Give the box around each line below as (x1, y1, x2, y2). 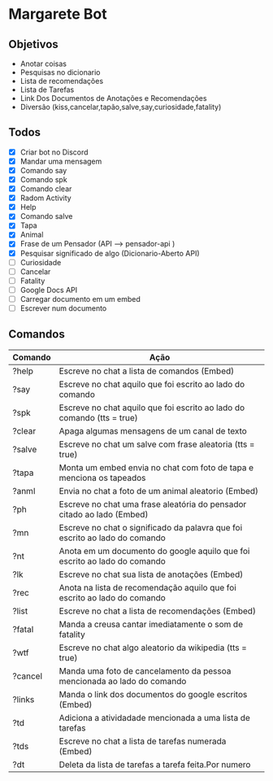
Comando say (19, 165, 67, 175)
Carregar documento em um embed (19, 294, 141, 303)
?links (12, 693, 35, 705)
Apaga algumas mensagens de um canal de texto (58, 425, 248, 436)
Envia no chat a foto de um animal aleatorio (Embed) (58, 485, 258, 496)
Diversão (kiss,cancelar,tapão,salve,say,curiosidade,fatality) (19, 103, 222, 111)
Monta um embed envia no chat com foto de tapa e (58, 461, 254, 473)
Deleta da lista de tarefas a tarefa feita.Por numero (58, 758, 251, 770)
